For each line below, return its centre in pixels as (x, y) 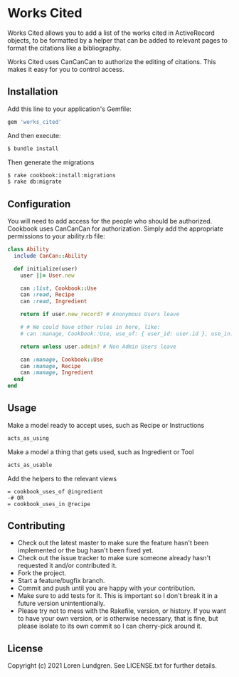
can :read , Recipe (47, 295)
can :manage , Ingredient (57, 373)
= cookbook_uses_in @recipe (49, 504)
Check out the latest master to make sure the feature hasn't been (113, 543)
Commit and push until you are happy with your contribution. (106, 588)
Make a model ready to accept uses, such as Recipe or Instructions (106, 425)
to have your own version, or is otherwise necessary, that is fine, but (118, 619)
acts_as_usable (30, 465)
